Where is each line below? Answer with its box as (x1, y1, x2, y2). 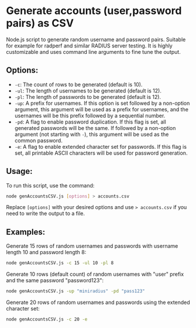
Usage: (6, 166, 33, 176)
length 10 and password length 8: (6, 249, 87, 256)
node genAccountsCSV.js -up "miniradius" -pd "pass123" (6, 288, 145, 294)
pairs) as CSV (6, 16, 74, 30)
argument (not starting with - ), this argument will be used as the (14, 131, 169, 138)
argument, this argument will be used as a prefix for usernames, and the (14, 105, 189, 112)
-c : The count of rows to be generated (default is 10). (14, 81, 143, 88)
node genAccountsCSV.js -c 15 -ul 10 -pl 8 (6, 260, 114, 266)
